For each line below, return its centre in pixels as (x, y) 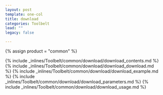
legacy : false (20, 33)
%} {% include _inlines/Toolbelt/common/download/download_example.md (82, 71)
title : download (22, 19)
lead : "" (14, 28)
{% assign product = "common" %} (41, 51)
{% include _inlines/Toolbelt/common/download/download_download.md (80, 66)
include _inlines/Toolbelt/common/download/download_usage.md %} (76, 87)
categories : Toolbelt (27, 24)
